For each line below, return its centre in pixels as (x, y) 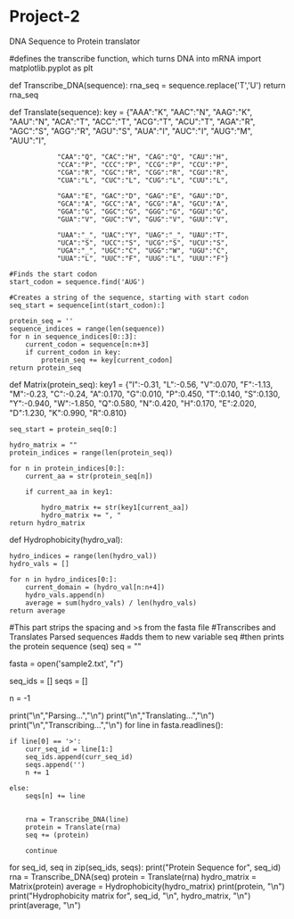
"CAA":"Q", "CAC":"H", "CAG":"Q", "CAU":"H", (143, 157)
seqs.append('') (56, 764)
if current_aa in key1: (69, 492)
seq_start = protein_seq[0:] (63, 429)
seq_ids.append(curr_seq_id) (79, 756)
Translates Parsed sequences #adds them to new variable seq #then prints (147, 637)
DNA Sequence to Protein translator (75, 41)
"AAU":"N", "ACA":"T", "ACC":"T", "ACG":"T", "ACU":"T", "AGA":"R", (132, 121)
